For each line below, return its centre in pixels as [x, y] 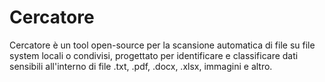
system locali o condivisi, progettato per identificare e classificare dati [154, 55]
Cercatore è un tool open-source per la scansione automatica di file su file [162, 45]
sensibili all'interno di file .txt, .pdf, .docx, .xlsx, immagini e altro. [141, 66]
